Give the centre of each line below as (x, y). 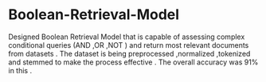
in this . (20, 70)
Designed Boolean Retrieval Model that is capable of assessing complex (127, 37)
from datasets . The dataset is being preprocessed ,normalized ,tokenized (129, 53)
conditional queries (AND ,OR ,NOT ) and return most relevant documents (129, 45)
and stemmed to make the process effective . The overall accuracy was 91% (133, 62)
